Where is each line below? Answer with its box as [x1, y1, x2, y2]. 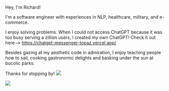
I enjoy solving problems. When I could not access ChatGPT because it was [5, 29, 162, 35]
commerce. [5, 20, 29, 25]
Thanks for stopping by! [5, 70, 55, 76]
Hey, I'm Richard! [5, 5, 41, 10]
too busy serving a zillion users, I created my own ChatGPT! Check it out [5, 35, 156, 40]
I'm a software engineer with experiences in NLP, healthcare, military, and [5, 14, 159, 20]
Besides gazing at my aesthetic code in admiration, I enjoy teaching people [5, 50, 161, 55]
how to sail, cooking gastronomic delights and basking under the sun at [5, 55, 154, 61]
